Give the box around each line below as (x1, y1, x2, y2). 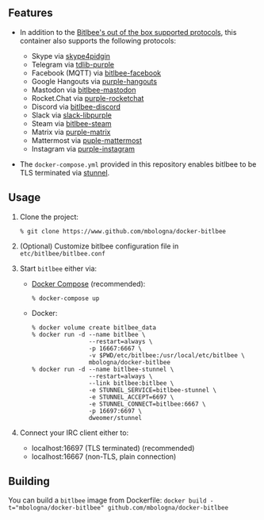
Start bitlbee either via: (19, 264, 98, 273)
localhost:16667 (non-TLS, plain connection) (31, 452, 177, 461)
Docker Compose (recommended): (31, 279, 146, 288)
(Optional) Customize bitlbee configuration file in (19, 241, 179, 251)
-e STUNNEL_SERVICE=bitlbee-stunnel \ (88, 386, 216, 394)
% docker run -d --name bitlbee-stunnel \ (31, 365, 174, 373)
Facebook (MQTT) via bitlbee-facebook (31, 67, 162, 78)
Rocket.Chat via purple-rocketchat (31, 93, 144, 102)
